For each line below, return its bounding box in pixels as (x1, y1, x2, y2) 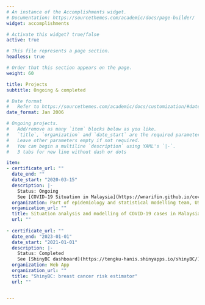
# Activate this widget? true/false (6, 31, 99, 37)
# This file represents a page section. (6, 48, 111, 54)
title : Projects (6, 81, 48, 87)
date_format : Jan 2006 (6, 109, 64, 116)
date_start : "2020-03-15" (12, 177, 78, 183)
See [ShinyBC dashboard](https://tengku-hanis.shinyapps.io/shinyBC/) (17, 256, 201, 262)
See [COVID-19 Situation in (17, 193, 88, 200)
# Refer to (6, 104, 40, 110)
